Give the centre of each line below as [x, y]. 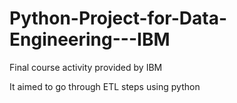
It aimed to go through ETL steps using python [105, 86]
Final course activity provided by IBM [86, 67]
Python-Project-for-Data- [118, 18]
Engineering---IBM [90, 39]
